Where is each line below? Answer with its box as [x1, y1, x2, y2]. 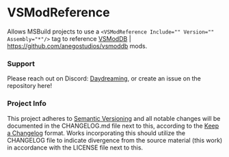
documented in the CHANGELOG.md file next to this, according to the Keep [7, 122, 219, 130]
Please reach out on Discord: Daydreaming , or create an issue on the [7, 74, 202, 83]
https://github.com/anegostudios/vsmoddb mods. [7, 42, 148, 50]
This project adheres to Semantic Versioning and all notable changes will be [7, 114, 221, 122]
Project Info [7, 99, 46, 109]
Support [7, 59, 36, 68]
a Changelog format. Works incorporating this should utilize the [7, 128, 186, 137]
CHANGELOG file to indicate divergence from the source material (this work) [7, 136, 223, 144]
